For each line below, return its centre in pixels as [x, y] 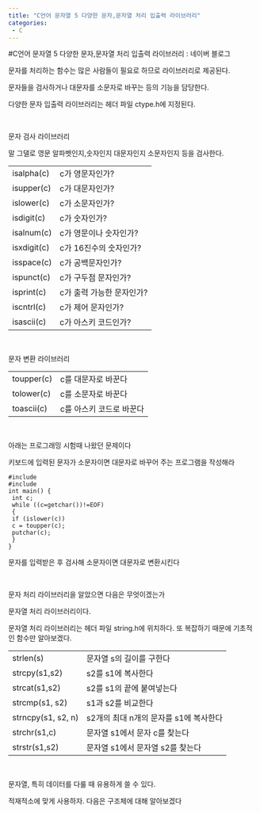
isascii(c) [29, 322]
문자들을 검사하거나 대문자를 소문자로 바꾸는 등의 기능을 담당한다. [109, 87]
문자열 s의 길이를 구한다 [128, 658]
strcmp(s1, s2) [40, 703]
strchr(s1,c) [34, 732]
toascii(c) [30, 409]
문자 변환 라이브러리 [39, 359]
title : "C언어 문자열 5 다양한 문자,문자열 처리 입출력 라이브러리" [104, 15]
